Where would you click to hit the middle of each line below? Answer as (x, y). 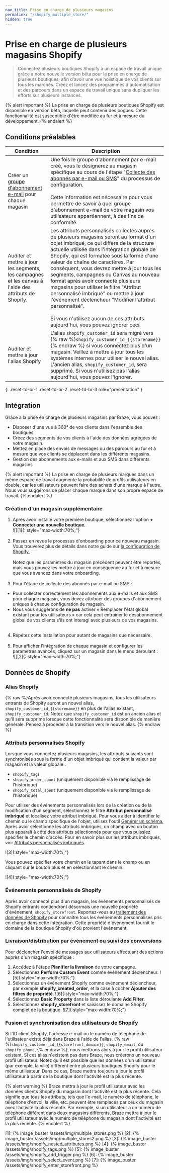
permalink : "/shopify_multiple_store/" (47, 15)
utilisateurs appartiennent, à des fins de (97, 216)
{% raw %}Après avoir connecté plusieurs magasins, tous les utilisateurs (80, 697)
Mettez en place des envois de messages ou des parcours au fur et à (84, 448)
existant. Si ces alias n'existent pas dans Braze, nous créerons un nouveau (82, 1055)
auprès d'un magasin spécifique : (40, 957)
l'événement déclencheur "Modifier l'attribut (103, 300)
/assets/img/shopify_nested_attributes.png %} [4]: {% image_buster (76, 1144)
